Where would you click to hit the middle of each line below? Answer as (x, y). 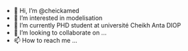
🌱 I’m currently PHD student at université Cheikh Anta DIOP (97, 25)
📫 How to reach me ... (45, 40)
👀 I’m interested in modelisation (58, 18)
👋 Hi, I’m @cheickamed (46, 11)
